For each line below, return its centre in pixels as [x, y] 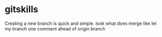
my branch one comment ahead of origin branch [55, 28]
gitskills [21, 9]
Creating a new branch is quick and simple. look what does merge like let [81, 23]
